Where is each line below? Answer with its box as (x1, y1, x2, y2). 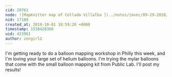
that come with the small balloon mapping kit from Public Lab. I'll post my (5, 61, 160, 67)
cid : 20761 (5, 7, 29, 13)
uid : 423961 (5, 31, 31, 36)
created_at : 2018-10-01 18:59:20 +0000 (5, 22, 91, 27)
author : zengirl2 (5, 36, 42, 42)
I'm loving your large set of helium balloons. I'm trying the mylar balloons (5, 55, 159, 62)
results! (5, 66, 21, 72)
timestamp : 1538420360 (5, 27, 54, 32)
